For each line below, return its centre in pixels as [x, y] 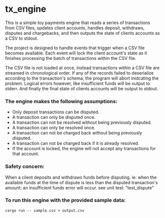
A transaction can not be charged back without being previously [77, 133]
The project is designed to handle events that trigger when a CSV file [75, 48]
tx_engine [26, 9]
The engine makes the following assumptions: [61, 101]
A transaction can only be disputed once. [54, 117]
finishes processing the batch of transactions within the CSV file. [71, 58]
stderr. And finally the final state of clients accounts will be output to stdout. [82, 88]
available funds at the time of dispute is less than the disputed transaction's [82, 182]
